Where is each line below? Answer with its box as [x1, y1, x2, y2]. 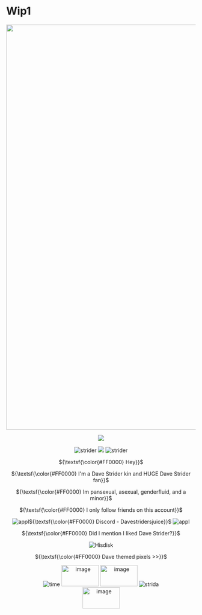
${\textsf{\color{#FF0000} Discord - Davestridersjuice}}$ [29, 518, 172, 525]
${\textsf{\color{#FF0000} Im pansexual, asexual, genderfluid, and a [16, 488, 186, 496]
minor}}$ [90, 494, 112, 502]
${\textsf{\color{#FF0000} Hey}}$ [58, 458, 144, 465]
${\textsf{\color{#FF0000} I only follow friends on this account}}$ [19, 506, 183, 514]
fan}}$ [93, 476, 109, 483]
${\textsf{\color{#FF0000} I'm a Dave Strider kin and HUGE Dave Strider [11, 470, 191, 477]
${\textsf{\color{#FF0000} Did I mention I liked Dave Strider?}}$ [22, 529, 180, 537]
